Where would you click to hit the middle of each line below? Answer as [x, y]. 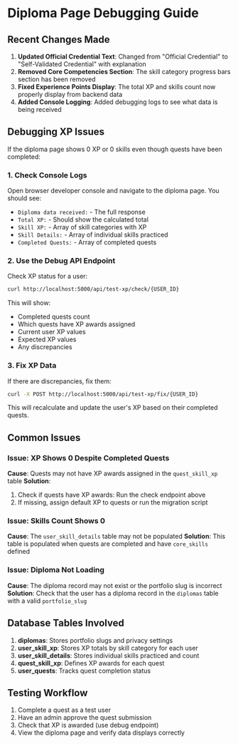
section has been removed [56, 79]
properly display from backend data [70, 94]
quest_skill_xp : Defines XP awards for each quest [91, 663]
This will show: [29, 303]
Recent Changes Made [59, 40]
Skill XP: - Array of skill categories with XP [82, 227]
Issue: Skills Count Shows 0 [56, 521]
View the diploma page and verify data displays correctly [101, 733]
